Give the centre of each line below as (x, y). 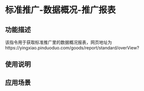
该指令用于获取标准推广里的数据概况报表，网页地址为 (59, 42)
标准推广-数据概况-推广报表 (61, 10)
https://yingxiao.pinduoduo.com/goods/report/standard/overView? (72, 48)
